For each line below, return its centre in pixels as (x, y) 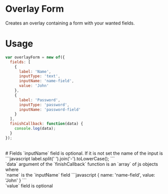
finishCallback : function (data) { (46, 124)
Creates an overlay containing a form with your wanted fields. (70, 23)
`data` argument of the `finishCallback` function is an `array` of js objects (82, 164)
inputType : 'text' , (39, 76)
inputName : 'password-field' (50, 110)
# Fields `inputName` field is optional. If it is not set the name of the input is (84, 153)
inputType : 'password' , (44, 105)
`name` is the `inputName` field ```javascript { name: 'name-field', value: (80, 175)
